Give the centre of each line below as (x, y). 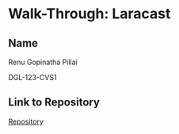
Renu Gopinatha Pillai (43, 62)
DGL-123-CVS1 (32, 77)
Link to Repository (54, 103)
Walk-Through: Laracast (89, 14)
